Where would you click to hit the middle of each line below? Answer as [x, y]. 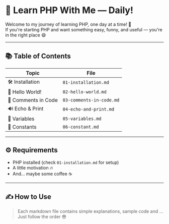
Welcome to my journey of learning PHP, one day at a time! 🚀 [68, 24]
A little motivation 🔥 [33, 167]
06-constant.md [81, 127]
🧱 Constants [22, 127]
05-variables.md [82, 119]
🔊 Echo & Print [26, 108]
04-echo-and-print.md [89, 109]
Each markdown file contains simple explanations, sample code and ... [90, 211]
